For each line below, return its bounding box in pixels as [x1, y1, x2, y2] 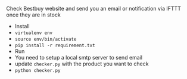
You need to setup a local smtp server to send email [14, 54, 143, 61]
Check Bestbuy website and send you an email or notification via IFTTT [6, 5, 182, 12]
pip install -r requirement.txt [14, 42, 95, 48]
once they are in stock [6, 11, 61, 18]
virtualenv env [14, 30, 53, 36]
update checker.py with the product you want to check [14, 60, 149, 67]
